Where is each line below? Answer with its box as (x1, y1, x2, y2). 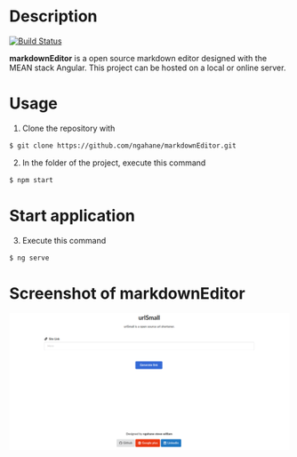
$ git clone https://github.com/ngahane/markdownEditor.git (9, 140, 237, 150)
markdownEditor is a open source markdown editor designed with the (9, 52, 268, 63)
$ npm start (9, 175, 53, 184)
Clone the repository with (21, 123, 116, 133)
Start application (9, 205, 135, 226)
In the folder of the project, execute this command (21, 157, 206, 168)
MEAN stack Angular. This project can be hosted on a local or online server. (9, 62, 286, 73)
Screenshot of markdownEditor (9, 283, 246, 303)
